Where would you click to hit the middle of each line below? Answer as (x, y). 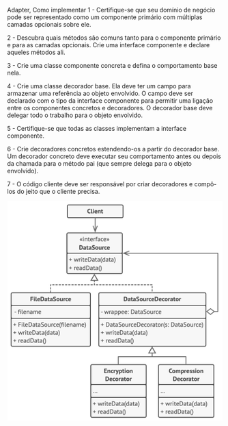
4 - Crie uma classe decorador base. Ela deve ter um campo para (99, 86)
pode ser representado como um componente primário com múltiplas (105, 17)
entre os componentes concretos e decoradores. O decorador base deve (110, 108)
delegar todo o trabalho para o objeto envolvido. (75, 115)
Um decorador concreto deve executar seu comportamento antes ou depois (114, 156)
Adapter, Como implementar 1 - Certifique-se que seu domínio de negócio (111, 10)
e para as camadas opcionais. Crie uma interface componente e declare (109, 45)
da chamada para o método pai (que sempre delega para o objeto (100, 163)
